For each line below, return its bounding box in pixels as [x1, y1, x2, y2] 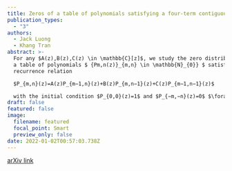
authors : [7, 29, 32, 37]
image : [7, 112, 26, 119]
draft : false [7, 99, 45, 106]
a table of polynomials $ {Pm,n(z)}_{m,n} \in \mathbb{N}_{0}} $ [13, 61, 206, 68]
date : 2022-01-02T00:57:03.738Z [7, 137, 100, 145]
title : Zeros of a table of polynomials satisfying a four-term [7, 10, 196, 17]
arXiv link [7, 157, 34, 165]
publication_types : [7, 17, 64, 23]
